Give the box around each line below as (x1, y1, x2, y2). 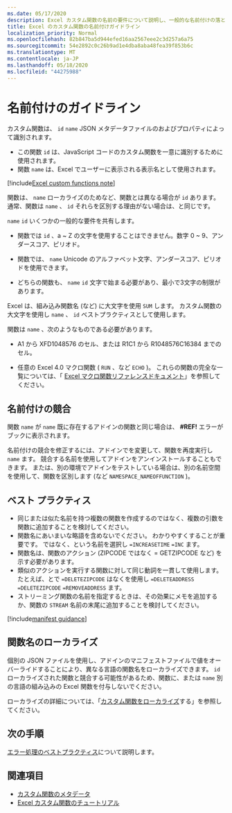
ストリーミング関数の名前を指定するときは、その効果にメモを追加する (17, 592, 218, 601)
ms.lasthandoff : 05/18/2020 (7, 62, 89, 69)
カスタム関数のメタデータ (17, 789, 91, 798)
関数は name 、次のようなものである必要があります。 (7, 325, 156, 334)
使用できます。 (29, 264, 72, 272)
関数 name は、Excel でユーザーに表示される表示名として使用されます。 (17, 165, 220, 173)
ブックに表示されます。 (7, 431, 74, 440)
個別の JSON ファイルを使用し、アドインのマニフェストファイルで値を (7, 656, 210, 665)
